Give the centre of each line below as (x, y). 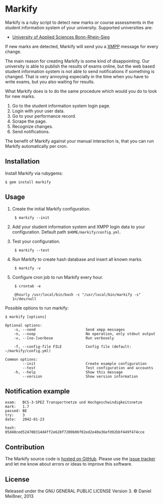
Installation (22, 162)
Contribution (25, 447)
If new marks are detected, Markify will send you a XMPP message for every (82, 46)
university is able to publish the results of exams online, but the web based (80, 66)
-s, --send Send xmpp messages (69, 329)
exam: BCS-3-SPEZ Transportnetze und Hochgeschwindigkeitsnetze (74, 402)
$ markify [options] (26, 317)
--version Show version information (80, 376)
